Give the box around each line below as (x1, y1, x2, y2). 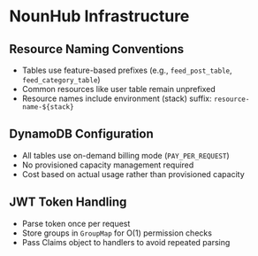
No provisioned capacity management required (21, 159, 194, 170)
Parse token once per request (21, 218, 131, 229)
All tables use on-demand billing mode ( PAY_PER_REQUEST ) (21, 150, 230, 160)
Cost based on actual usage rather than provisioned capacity (21, 168, 245, 179)
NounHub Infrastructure (9, 6, 190, 27)
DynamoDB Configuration (9, 127, 154, 142)
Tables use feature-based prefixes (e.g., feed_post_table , (21, 65, 232, 75)
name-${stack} (21, 103, 74, 112)
